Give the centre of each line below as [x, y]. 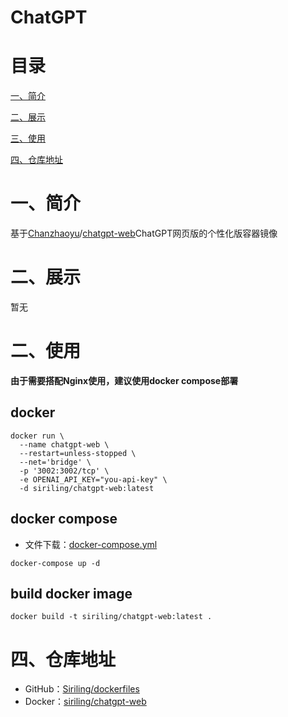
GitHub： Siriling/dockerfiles [82, 689]
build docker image [71, 593]
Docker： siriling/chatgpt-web [85, 702]
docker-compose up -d [55, 563]
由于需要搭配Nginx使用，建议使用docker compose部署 [124, 380]
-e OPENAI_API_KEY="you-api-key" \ [93, 479]
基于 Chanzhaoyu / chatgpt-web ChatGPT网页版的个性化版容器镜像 [144, 233]
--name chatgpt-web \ [64, 444]
